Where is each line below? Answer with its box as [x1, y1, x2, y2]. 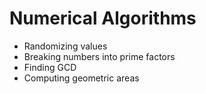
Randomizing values [23, 40, 108, 52]
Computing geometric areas [23, 72, 140, 84]
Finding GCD [23, 61, 77, 73]
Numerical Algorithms [9, 7, 197, 30]
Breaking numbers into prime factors [23, 50, 176, 62]
